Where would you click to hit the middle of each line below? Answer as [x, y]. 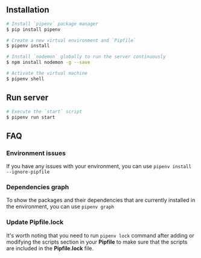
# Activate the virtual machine [47, 74]
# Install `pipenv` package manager [52, 24]
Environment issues [36, 153]
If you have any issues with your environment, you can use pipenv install [99, 166]
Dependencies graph [38, 187]
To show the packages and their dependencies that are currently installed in [101, 200]
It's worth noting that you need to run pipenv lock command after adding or [100, 235]
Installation [28, 10]
